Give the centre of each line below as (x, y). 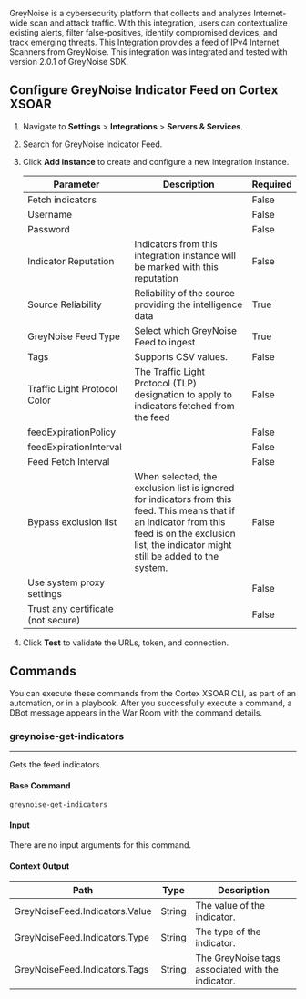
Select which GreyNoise (186, 330)
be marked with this (176, 266)
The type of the (228, 932)
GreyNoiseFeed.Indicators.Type (82, 937)
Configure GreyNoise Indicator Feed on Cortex (144, 90)
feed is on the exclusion (185, 533)
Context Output (40, 866)
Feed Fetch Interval (68, 461)
